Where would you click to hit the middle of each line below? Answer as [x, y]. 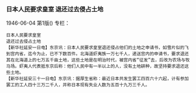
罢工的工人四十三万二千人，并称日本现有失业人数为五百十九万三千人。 [78, 85]
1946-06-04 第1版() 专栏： [38, 23]
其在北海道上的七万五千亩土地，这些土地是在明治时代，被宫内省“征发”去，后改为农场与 [96, 60]
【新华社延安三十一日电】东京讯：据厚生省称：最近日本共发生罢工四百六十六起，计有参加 [97, 79]
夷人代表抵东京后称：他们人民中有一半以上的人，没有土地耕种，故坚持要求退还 [104, 66]
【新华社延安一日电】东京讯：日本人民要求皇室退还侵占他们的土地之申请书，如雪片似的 [95, 48]
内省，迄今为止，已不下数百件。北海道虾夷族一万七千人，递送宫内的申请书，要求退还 [102, 54]
